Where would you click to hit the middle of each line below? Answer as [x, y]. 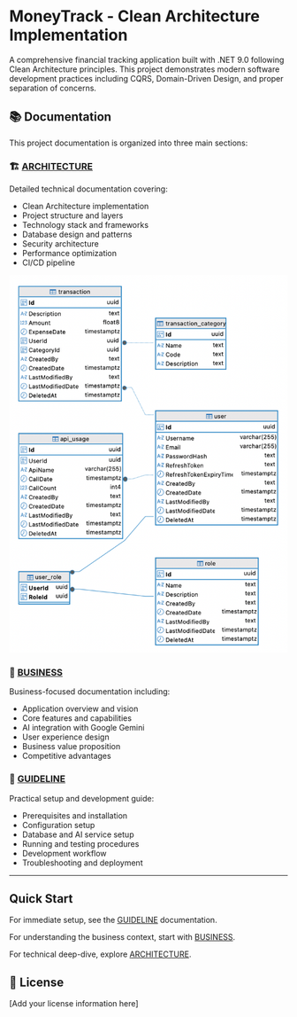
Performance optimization [69, 254]
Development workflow [65, 853]
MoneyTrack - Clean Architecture [135, 16]
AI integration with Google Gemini [83, 728]
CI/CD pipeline [49, 262]
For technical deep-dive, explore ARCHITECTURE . [100, 954]
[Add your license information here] [74, 1004]
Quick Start [41, 899]
